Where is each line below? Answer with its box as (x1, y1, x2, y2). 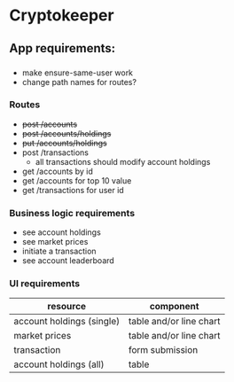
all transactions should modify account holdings (35, 156, 211, 167)
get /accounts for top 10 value (21, 175, 132, 186)
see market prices (21, 237, 89, 247)
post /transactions (21, 147, 89, 158)
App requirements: (9, 41, 116, 56)
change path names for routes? (21, 76, 137, 87)
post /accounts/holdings (21, 128, 112, 138)
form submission (128, 344, 199, 356)
